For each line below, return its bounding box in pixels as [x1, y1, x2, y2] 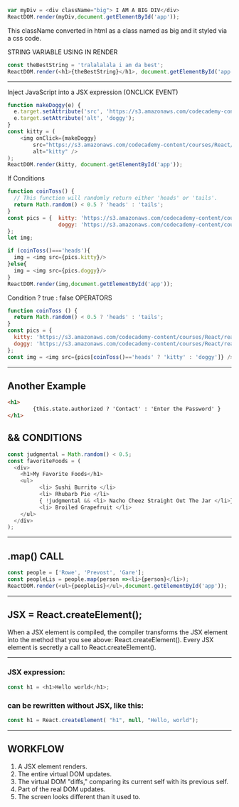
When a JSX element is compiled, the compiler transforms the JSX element [7, 628, 228, 636]
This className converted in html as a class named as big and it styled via [7, 26, 228, 35]
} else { [7, 260, 27, 268]
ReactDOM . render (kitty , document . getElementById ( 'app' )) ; [7, 161, 183, 168]
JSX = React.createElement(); [7, 609, 142, 621]
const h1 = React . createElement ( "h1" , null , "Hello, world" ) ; [7, 716, 199, 724]
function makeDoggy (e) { [7, 101, 81, 108]
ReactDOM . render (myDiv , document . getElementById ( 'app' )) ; [7, 13, 180, 21]
